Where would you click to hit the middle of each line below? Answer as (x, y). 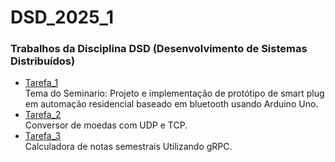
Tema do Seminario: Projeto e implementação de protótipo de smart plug (174, 93)
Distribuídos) (43, 61)
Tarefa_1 (41, 83)
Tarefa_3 (43, 136)
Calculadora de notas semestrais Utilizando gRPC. (128, 147)
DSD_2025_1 (62, 17)
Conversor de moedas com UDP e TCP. (106, 125)
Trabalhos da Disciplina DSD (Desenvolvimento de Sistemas (159, 49)
